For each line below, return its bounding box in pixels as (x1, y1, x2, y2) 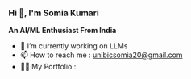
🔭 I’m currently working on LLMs (19, 41, 128, 51)
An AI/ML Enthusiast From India (8, 26, 117, 35)
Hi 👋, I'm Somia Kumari (8, 7, 99, 19)
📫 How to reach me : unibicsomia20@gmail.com (19, 50, 183, 60)
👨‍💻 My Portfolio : (19, 62, 77, 72)
